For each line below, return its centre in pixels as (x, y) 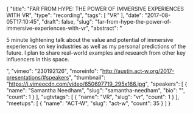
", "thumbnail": (87, 77)
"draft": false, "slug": (68, 22)
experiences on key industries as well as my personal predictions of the (96, 46)
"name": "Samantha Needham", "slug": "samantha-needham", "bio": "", (96, 90)
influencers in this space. (38, 59)
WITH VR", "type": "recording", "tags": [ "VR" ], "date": (75, 15)
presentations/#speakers (38, 77)
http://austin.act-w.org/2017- (138, 71)
